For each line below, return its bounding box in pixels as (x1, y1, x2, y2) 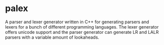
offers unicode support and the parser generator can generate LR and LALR (5, 29, 159, 35)
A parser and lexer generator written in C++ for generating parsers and (5, 19, 149, 25)
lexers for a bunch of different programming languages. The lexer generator (5, 24, 159, 30)
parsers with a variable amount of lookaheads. (5, 34, 99, 40)
